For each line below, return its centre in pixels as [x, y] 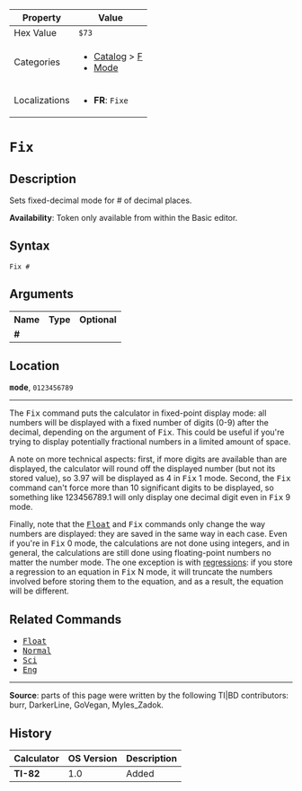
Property [41, 18]
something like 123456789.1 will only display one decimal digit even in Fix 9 [150, 497]
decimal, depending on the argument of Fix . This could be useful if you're [147, 432]
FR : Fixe [111, 100]
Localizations [42, 100]
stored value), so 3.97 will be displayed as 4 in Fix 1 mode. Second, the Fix [150, 479]
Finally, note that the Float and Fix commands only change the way [138, 524]
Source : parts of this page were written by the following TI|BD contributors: [149, 696]
